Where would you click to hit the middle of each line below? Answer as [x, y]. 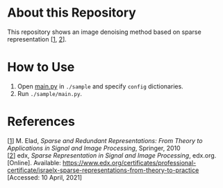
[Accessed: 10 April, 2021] [44, 177]
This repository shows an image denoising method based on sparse [104, 32]
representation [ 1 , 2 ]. [37, 39]
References [41, 122]
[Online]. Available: [34, 162]
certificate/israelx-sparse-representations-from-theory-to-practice [103, 170]
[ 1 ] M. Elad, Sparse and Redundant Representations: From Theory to [105, 140]
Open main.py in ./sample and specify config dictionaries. [100, 86]
